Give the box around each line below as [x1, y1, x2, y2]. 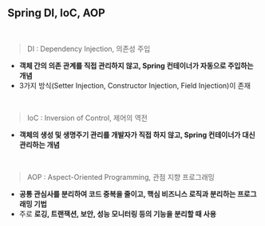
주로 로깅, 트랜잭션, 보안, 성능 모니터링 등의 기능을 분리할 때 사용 [18, 208, 217, 218]
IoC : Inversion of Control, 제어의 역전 [26, 113, 148, 123]
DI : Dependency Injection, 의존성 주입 [26, 44, 151, 53]
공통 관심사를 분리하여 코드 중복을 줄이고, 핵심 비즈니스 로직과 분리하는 [18, 189, 236, 198]
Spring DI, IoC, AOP [7, 6, 105, 20]
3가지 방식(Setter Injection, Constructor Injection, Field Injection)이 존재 [18, 80, 251, 90]
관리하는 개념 [18, 139, 61, 150]
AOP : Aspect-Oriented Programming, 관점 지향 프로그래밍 [26, 172, 215, 181]
